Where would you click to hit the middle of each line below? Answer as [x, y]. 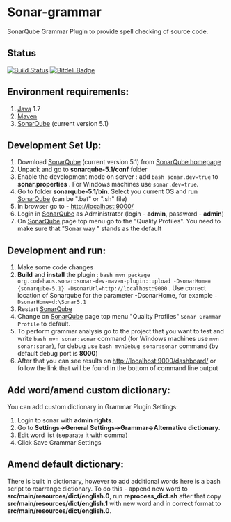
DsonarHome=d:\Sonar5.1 [52, 302]
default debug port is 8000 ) [58, 354]
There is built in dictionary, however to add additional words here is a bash [114, 481]
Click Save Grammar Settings [59, 442]
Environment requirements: [68, 92]
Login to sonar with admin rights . [65, 420]
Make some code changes [55, 267]
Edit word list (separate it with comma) [72, 435]
